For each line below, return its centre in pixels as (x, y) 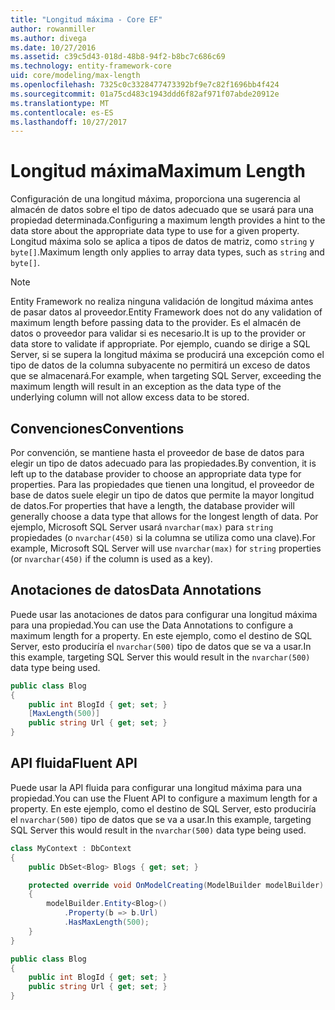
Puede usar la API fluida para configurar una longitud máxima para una (156, 787)
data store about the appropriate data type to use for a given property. (155, 231)
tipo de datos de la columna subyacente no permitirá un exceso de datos (160, 365)
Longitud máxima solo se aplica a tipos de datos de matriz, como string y (162, 242)
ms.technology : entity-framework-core (91, 66)
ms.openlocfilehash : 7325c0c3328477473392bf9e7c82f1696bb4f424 (145, 85)
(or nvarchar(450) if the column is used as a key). (111, 559)
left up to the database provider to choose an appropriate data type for (156, 474)
